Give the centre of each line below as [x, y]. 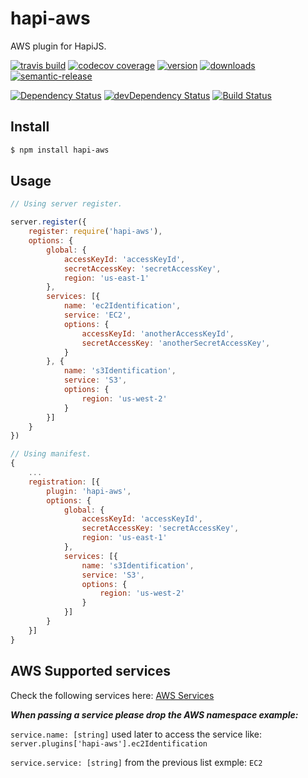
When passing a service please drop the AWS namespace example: [154, 714]
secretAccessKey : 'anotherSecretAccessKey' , [176, 343]
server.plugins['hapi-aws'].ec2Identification [109, 743]
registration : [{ [64, 482]
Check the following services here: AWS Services [112, 695]
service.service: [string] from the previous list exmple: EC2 [136, 762]
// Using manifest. [51, 454]
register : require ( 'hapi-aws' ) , [95, 232]
